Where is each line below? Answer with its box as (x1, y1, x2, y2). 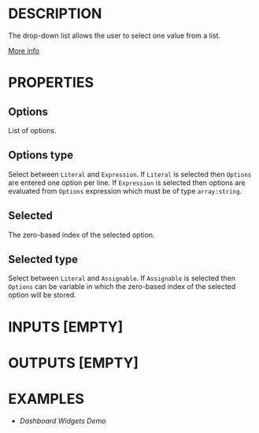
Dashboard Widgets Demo (19, 416, 106, 425)
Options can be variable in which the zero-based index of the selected (8, 282, 236, 291)
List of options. (8, 125, 57, 135)
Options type (8, 149, 74, 162)
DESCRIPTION (8, 5, 102, 23)
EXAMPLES (8, 390, 84, 408)
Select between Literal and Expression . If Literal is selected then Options (8, 169, 252, 179)
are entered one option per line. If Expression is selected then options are (8, 178, 246, 187)
